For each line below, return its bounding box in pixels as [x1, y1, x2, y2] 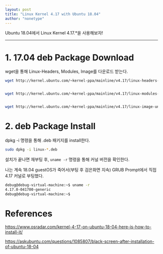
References [5, 208, 52, 219]
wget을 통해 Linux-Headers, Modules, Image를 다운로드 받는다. [5, 68, 128, 74]
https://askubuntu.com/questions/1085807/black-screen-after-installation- [5, 238, 154, 244]
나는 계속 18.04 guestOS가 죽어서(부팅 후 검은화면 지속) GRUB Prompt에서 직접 [5, 167, 157, 172]
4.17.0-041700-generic [5, 187, 51, 192]
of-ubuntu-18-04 [5, 244, 39, 250]
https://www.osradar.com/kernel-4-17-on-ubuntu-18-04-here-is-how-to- [5, 224, 152, 230]
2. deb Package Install [5, 121, 96, 132]
